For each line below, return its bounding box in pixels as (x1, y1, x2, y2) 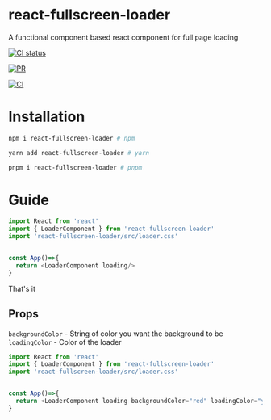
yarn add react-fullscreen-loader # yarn (8, 149, 150, 157)
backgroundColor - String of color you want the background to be (8, 329, 223, 338)
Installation (8, 107, 85, 126)
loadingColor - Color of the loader (8, 337, 123, 346)
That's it (8, 283, 36, 293)
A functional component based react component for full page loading (8, 32, 239, 42)
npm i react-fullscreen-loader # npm (8, 134, 135, 142)
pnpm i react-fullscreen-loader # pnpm (8, 163, 143, 171)
